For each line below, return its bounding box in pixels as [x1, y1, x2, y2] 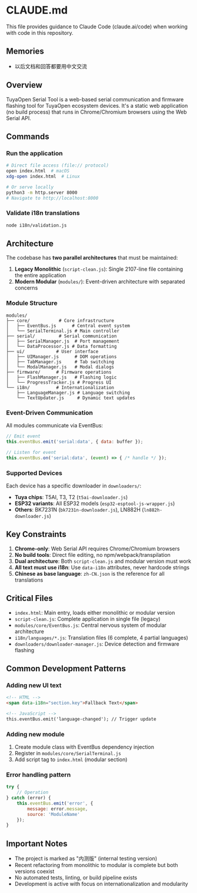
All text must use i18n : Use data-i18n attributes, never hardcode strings [14, 563, 190, 571]
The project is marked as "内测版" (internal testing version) [14, 855, 158, 862]
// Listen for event [6, 449, 57, 455]
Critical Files [6, 593, 53, 603]
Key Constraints [6, 529, 66, 539]
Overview [6, 80, 43, 90]
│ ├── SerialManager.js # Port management [6, 338, 119, 344]
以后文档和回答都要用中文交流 [14, 62, 87, 69]
